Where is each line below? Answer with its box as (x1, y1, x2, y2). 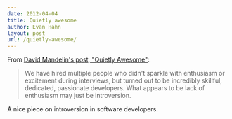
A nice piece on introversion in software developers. (7, 105, 158, 113)
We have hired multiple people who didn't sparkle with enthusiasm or (24, 69, 225, 78)
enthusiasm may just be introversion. (24, 92, 131, 100)
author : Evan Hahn (7, 23, 61, 30)
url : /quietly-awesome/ (7, 36, 77, 43)
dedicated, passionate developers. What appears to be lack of (24, 84, 205, 92)
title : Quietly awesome (7, 17, 77, 24)
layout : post (7, 29, 46, 37)
